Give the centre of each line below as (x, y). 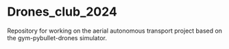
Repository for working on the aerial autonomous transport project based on (115, 31)
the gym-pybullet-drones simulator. (57, 37)
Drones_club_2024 (62, 12)
